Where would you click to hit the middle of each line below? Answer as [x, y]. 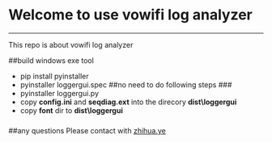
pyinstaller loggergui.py [59, 93]
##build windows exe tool [51, 60]
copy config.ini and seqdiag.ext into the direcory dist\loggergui [128, 102]
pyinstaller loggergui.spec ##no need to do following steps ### [126, 84]
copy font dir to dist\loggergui [71, 110]
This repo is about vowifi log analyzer [71, 44]
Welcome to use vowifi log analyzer [131, 15]
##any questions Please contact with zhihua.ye [87, 131]
